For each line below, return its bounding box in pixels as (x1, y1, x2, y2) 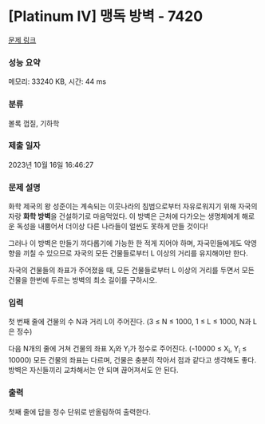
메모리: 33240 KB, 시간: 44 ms (8, 77, 106, 86)
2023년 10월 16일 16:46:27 (8, 160, 94, 169)
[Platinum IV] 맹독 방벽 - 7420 (8, 7, 204, 26)
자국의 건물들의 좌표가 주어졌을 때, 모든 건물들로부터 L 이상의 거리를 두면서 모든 (8, 265, 255, 275)
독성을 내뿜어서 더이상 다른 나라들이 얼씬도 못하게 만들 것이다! (16, 221, 209, 232)
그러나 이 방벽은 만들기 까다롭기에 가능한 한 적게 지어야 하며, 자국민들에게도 (8, 239, 243, 248)
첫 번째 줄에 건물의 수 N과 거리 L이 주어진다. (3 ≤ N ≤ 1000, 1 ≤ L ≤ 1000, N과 (8, 317, 251, 327)
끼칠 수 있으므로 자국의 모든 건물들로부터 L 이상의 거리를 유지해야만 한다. (22, 248, 249, 258)
